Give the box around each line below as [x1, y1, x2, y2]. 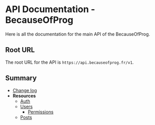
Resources [12, 93, 36, 99]
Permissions [27, 109, 54, 115]
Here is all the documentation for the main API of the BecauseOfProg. [5, 31, 150, 37]
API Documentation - [5, 4, 95, 15]
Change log [12, 87, 37, 93]
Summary [5, 74, 37, 82]
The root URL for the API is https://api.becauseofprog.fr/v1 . [5, 59, 134, 65]
